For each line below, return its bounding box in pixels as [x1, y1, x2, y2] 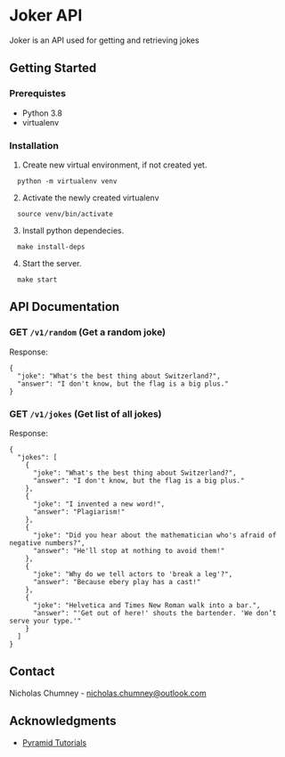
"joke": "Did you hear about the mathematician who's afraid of [32, 531, 277, 540]
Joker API [9, 5, 83, 26]
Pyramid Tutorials [21, 737, 87, 748]
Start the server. [21, 257, 82, 268]
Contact [9, 664, 55, 680]
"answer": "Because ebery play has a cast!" [32, 577, 201, 586]
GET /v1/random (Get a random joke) [9, 326, 167, 338]
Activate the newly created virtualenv [21, 192, 159, 203]
